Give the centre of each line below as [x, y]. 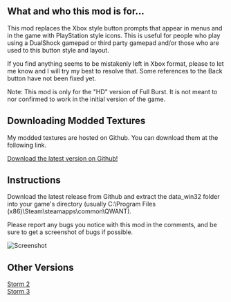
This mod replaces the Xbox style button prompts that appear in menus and [115, 28]
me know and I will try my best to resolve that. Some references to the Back [115, 71]
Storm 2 [19, 284]
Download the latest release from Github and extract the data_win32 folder [113, 197]
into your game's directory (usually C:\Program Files [82, 204]
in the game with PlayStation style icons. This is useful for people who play [114, 35]
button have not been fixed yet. [52, 78]
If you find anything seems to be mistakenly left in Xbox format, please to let [115, 63]
